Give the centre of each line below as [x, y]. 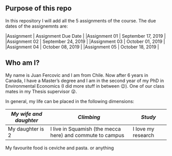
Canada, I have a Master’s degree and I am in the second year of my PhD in [85, 81]
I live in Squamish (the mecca [86, 128]
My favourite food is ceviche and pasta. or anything [60, 148]
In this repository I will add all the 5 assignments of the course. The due [81, 20]
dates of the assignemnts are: [37, 26]
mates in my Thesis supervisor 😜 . [41, 91]
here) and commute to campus [87, 135]
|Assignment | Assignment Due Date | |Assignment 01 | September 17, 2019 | [85, 36]
